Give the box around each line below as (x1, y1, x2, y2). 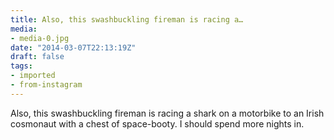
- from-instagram (10, 80, 83, 90)
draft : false (10, 52, 65, 62)
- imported (10, 71, 56, 81)
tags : (10, 61, 33, 71)
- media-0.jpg (10, 33, 70, 43)
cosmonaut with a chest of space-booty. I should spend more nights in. (10, 117, 305, 130)
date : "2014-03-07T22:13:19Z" (10, 42, 137, 53)
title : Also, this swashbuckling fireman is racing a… (10, 14, 244, 25)
